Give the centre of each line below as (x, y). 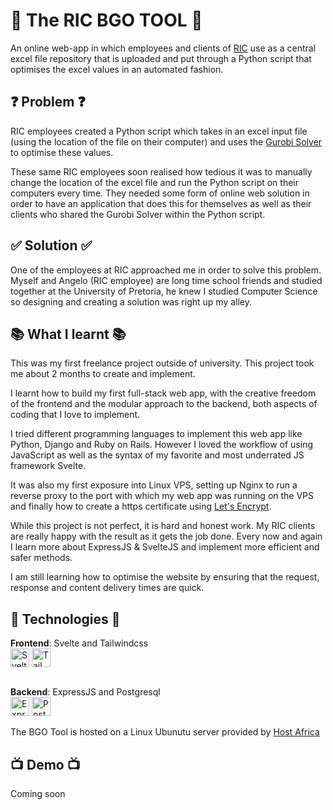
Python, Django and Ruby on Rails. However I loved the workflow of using (161, 445)
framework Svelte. (48, 466)
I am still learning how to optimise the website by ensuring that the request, (165, 577)
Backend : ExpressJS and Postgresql (85, 692)
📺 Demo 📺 (45, 764)
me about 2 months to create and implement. (103, 374)
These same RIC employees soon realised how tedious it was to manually (161, 171)
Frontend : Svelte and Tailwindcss (79, 643)
